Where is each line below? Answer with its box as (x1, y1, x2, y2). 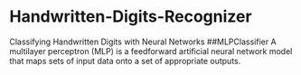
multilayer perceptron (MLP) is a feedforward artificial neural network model (9, 45, 293, 56)
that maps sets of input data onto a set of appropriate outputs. (9, 55, 241, 66)
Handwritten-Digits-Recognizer (9, 6, 252, 27)
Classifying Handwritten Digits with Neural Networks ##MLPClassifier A (9, 36, 277, 47)
